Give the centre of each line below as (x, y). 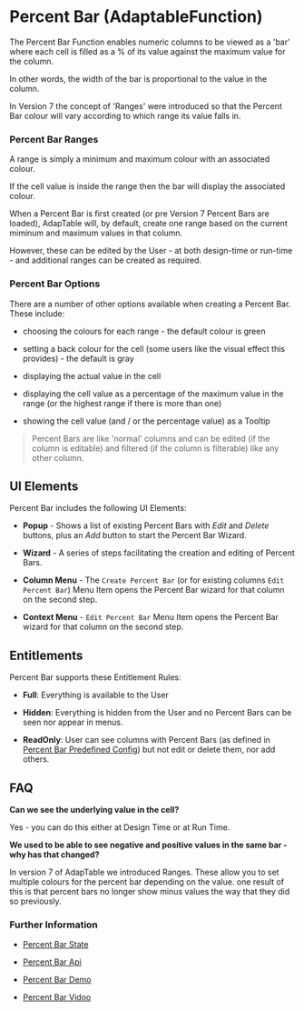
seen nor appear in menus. (73, 722)
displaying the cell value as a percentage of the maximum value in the (153, 394)
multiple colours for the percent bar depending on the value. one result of (147, 881)
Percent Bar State (55, 945)
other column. (58, 457)
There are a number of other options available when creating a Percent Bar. (150, 304)
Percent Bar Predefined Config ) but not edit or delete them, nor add (149, 750)
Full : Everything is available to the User (96, 695)
